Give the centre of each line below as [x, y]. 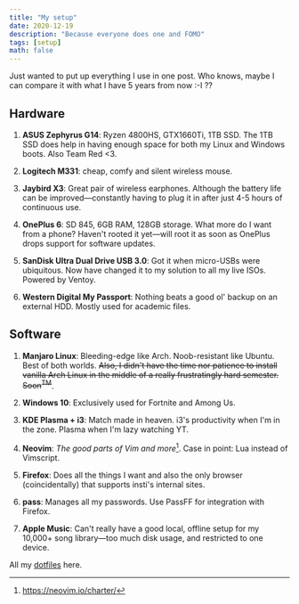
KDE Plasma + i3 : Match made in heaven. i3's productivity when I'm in [151, 420]
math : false [31, 51]
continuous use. [52, 207]
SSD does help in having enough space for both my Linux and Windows [154, 144]
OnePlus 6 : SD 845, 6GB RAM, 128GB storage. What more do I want [147, 224]
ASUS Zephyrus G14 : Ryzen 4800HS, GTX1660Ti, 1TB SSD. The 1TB [147, 135]
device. [36, 548]
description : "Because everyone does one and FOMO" [107, 34]
